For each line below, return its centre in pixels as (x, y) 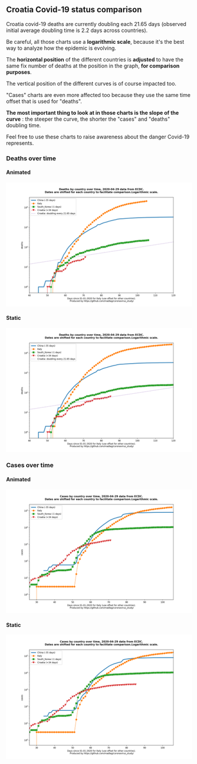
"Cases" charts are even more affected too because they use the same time (98, 95)
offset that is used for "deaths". (44, 101)
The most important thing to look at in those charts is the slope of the (93, 112)
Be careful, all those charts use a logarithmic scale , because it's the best (95, 41)
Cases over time (30, 465)
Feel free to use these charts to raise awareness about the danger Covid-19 (98, 137)
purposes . (19, 72)
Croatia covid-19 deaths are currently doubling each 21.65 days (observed (96, 24)
